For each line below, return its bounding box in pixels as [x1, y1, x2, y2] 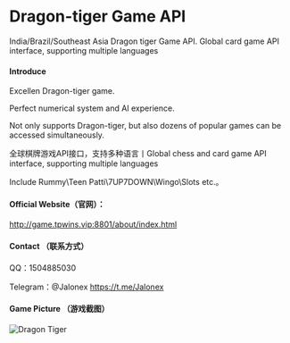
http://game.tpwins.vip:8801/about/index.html [9, 219, 178, 230]
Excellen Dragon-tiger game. [9, 86, 115, 96]
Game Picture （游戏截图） [9, 304, 110, 314]
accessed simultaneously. [9, 130, 105, 140]
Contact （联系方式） [9, 240, 89, 251]
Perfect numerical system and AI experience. [9, 103, 176, 113]
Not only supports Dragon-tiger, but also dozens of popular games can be [9, 121, 282, 131]
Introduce [9, 65, 46, 77]
